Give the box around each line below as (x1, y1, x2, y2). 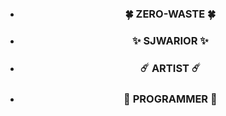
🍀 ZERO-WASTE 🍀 (124, 7, 217, 21)
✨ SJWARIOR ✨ (132, 33, 209, 47)
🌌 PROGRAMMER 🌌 (123, 92, 218, 106)
